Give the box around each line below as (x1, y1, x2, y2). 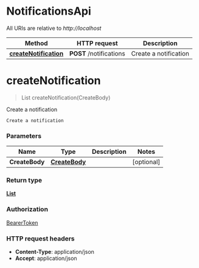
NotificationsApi (6, 4, 91, 18)
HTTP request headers (6, 234, 75, 242)
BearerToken (6, 219, 38, 226)
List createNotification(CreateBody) (21, 93, 111, 101)
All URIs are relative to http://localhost (6, 24, 102, 32)
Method (24, 38, 48, 47)
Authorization (6, 205, 49, 214)
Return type (6, 176, 43, 184)
